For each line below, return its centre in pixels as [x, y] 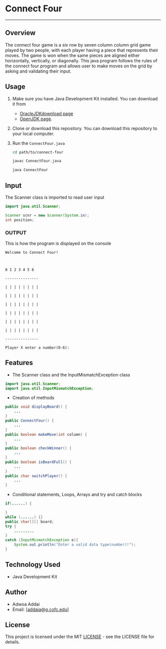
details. [13, 642]
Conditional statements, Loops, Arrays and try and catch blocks [77, 495]
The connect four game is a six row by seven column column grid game [78, 45]
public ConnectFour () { [30, 421]
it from [19, 104]
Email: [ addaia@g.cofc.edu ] [41, 609]
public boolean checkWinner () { [38, 448]
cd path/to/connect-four [38, 152]
